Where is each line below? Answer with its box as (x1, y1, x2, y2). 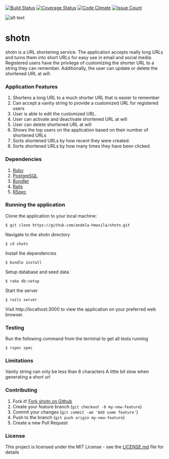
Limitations (5, 357, 34, 364)
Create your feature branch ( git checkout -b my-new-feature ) (12, 403, 142, 409)
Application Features (5, 83, 58, 90)
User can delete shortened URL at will (12, 121, 92, 128)
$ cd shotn (5, 241, 28, 246)
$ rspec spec (5, 346, 33, 351)
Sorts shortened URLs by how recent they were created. (12, 138, 130, 144)
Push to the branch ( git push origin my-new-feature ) (12, 414, 125, 420)
